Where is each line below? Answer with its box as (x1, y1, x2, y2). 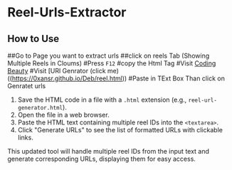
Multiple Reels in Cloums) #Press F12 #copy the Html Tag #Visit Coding (7, 59, 216, 68)
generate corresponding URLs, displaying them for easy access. (7, 154, 196, 163)
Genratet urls (7, 82, 46, 90)
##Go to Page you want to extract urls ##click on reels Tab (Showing (7, 51, 210, 60)
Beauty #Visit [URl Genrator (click (7, 67, 106, 75)
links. (17, 133, 33, 142)
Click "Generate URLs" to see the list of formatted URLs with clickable (17, 126, 223, 134)
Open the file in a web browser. (17, 111, 110, 119)
